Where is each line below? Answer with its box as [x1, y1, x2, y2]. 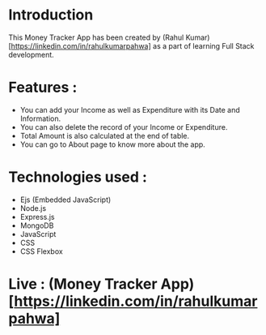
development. [8, 49, 54, 59]
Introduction [8, 6, 94, 24]
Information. [19, 114, 61, 123]
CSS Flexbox [19, 246, 63, 256]
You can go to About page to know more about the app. [19, 140, 206, 149]
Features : [8, 79, 78, 97]
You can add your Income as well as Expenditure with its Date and [19, 105, 240, 114]
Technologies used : [8, 168, 148, 187]
